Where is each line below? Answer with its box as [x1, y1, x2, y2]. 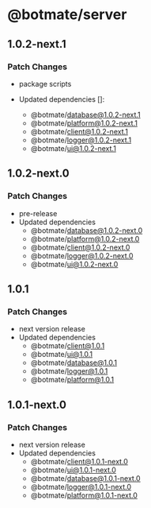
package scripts [18, 79, 72, 88]
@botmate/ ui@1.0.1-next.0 [30, 465, 116, 475]
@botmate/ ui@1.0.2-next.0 [30, 259, 119, 269]
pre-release [18, 208, 58, 218]
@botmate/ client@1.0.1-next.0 [30, 456, 128, 466]
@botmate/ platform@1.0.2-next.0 [30, 234, 140, 243]
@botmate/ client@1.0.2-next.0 [30, 242, 130, 252]
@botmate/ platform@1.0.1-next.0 [30, 491, 138, 500]
